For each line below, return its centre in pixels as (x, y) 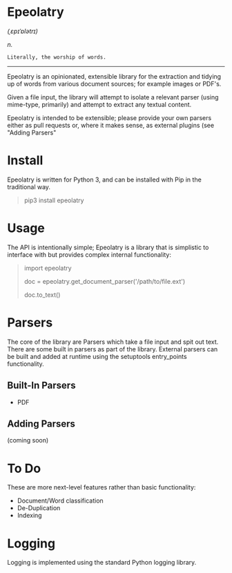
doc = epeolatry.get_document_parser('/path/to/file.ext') (105, 281)
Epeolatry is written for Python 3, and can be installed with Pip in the (104, 179)
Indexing (30, 516)
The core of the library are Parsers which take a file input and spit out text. (113, 342)
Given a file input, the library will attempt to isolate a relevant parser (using (113, 97)
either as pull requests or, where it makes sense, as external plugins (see (111, 125)
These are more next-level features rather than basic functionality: (101, 487)
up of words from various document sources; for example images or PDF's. (114, 84)
